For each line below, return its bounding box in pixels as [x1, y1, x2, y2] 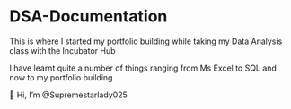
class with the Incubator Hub [9, 45, 116, 55]
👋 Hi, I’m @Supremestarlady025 [9, 89, 128, 100]
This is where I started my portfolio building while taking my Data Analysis [9, 36, 283, 46]
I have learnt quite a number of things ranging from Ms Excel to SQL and [9, 63, 277, 73]
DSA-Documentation [9, 6, 168, 27]
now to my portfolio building [9, 71, 113, 82]
